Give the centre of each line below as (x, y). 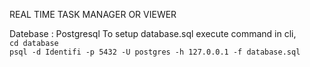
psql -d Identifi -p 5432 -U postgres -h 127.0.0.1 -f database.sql (155, 52)
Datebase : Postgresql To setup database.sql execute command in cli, (153, 33)
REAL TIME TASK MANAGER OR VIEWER (93, 14)
